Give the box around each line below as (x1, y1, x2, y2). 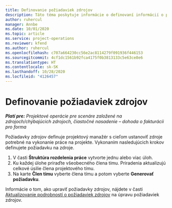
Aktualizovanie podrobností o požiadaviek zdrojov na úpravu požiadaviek (5, 191, 160, 197)
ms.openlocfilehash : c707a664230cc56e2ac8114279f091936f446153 (5, 50, 143, 55)
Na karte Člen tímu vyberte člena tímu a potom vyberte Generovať (12, 171, 154, 177)
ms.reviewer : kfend (5, 41, 47, 46)
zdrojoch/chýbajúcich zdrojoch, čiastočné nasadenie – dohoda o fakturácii (5, 118, 164, 124)
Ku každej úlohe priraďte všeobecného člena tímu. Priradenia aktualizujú (12, 159, 166, 166)
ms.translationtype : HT (5, 60, 56, 65)
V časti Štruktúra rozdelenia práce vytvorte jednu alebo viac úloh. (12, 154, 154, 160)
